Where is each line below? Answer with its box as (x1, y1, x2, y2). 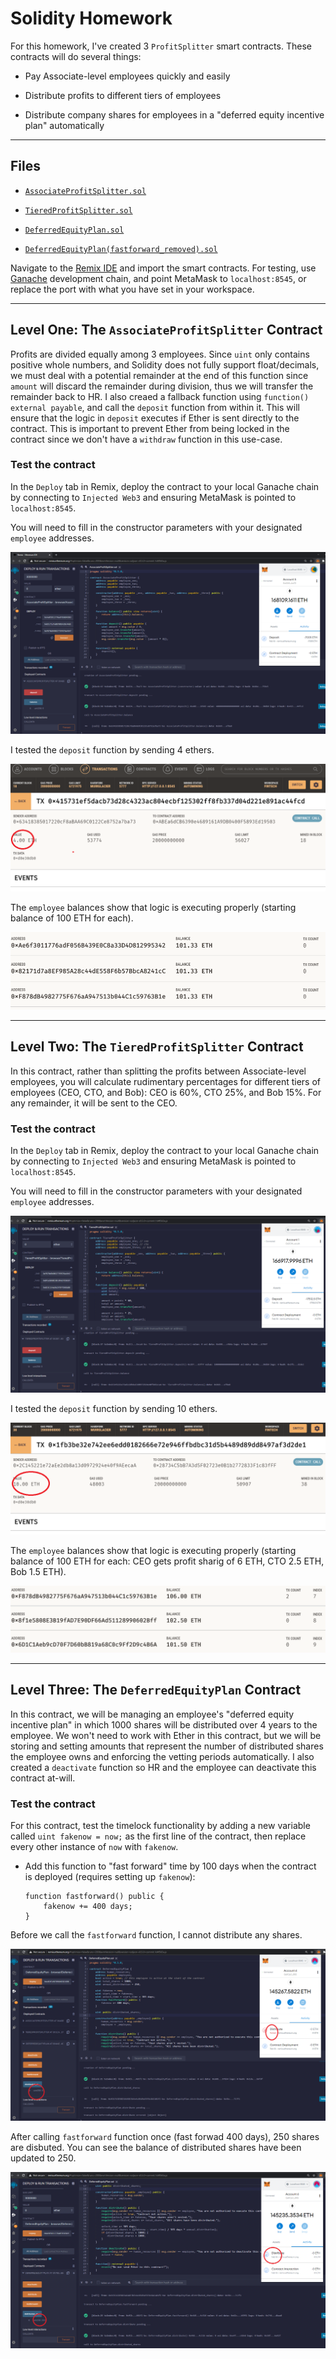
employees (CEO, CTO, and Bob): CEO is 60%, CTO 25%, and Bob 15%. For (10, 1086, 322, 1098)
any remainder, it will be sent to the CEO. (10, 1097, 178, 1109)
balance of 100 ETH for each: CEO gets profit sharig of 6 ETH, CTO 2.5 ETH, (10, 1555, 325, 1567)
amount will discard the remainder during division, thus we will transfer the (10, 380, 314, 392)
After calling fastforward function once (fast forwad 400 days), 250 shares (10, 2130, 320, 2142)
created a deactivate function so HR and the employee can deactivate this (10, 1761, 317, 1773)
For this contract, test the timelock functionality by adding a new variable (10, 1820, 311, 1832)
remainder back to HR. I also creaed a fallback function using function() (10, 390, 310, 402)
